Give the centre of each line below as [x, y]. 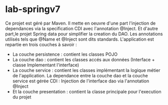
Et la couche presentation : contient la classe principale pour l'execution [87, 91]
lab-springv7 [33, 9]
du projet [22, 97]
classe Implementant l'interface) [46, 65]
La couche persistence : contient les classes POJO [65, 54]
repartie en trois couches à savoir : [41, 44]
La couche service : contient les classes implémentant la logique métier [86, 70]
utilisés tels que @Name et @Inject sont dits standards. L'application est [79, 39]
